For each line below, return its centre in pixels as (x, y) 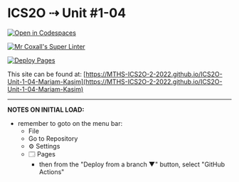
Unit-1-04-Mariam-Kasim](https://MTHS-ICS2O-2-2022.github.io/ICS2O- (115, 81)
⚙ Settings (44, 146)
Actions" (52, 171)
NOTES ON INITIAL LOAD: (46, 109)
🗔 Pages (42, 154)
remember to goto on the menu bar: (70, 123)
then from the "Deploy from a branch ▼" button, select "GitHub (132, 164)
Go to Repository (53, 138)
